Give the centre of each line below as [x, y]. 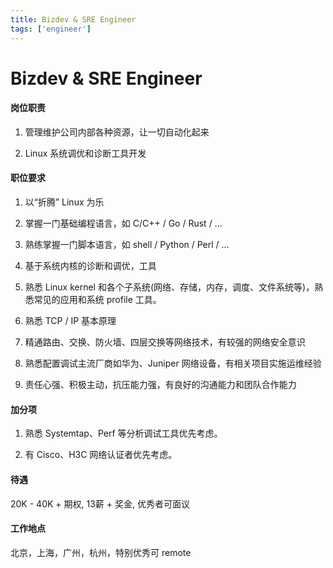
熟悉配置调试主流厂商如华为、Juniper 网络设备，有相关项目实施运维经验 [173, 363]
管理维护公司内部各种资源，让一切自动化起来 [117, 132]
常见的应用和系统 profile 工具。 [97, 300]
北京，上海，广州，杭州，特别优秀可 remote [101, 552]
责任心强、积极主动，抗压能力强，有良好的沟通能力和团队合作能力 [160, 385]
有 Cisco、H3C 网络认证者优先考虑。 [101, 455]
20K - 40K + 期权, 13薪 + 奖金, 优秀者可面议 [100, 503]
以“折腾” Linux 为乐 [64, 202]
